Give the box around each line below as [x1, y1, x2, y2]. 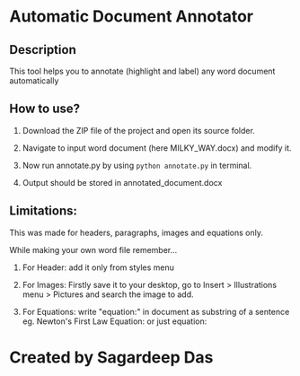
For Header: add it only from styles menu [22, 262, 175, 273]
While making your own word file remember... [9, 244, 178, 255]
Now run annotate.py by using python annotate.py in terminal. [22, 160, 252, 171]
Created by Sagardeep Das [9, 347, 214, 367]
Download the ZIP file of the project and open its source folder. [22, 125, 256, 136]
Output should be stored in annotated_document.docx [22, 177, 223, 188]
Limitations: [9, 204, 78, 219]
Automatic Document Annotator [9, 6, 254, 27]
